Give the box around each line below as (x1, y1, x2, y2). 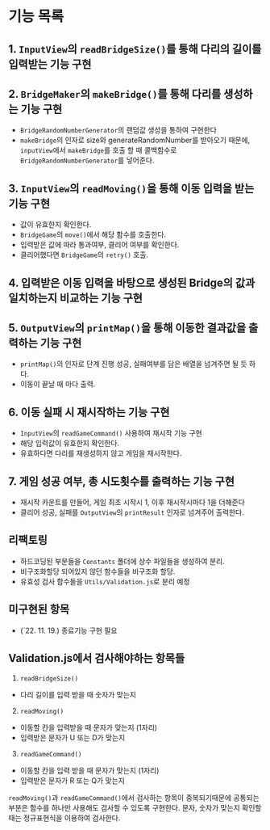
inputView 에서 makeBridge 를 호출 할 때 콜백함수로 (19, 145, 177, 155)
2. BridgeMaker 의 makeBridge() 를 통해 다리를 (8, 86, 222, 101)
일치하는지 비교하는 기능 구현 (8, 291, 143, 305)
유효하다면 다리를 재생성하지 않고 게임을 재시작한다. (19, 449, 182, 458)
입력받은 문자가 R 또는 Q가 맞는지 (19, 776, 125, 786)
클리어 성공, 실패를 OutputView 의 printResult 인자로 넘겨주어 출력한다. (19, 508, 244, 517)
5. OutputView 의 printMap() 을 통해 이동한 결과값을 (8, 321, 247, 335)
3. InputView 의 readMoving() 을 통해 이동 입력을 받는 (8, 181, 255, 195)
